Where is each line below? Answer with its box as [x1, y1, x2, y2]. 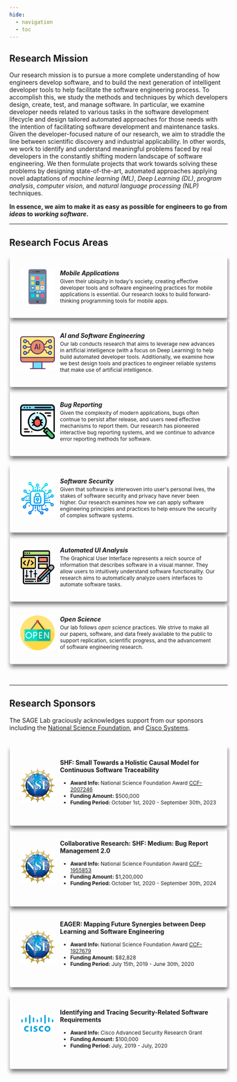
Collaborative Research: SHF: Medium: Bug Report [60, 839, 209, 847]
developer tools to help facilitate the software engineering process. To [9, 85, 210, 94]
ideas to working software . [9, 210, 89, 218]
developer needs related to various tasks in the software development [9, 108, 209, 116]
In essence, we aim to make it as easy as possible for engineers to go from [9, 202, 227, 211]
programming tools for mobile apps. [80, 297, 169, 304]
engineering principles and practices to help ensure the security [60, 505, 217, 512]
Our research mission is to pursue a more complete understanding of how [9, 71, 220, 79]
